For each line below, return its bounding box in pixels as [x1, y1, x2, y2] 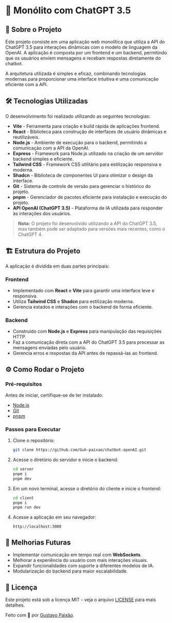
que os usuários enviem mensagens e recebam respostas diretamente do [5, 55, 161, 61]
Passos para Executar [5, 426, 61, 433]
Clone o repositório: [12, 438, 55, 444]
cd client [12, 495, 34, 500]
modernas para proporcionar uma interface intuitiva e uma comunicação [5, 76, 159, 82]
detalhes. [5, 602, 25, 608]
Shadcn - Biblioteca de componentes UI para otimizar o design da [12, 172, 153, 178]
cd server [12, 467, 34, 472]
